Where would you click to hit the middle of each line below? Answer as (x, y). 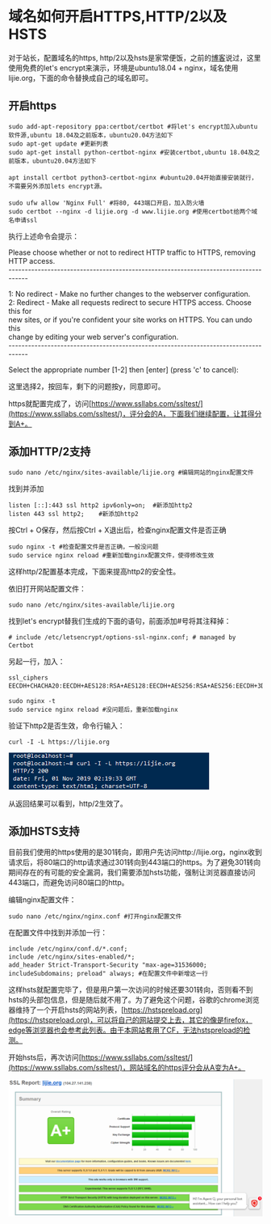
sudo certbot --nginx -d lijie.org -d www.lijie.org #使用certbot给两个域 (133, 211)
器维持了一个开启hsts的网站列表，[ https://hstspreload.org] (106, 1010)
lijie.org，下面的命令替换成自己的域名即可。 (81, 78)
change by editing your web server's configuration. (94, 337)
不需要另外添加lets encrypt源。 (57, 186)
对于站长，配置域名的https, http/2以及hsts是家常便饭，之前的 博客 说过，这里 (135, 57)
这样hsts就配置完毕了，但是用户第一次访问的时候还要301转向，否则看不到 (131, 990)
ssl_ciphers (28, 678)
